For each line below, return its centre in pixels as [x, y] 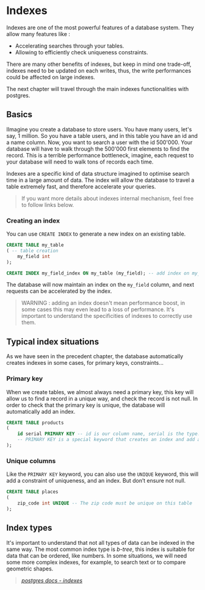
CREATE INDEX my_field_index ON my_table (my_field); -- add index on [98, 273]
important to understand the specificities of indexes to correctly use [107, 316]
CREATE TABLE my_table [35, 245]
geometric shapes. [30, 569]
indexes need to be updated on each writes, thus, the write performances [99, 70]
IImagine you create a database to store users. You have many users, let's [99, 129]
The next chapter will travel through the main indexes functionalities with [98, 88]
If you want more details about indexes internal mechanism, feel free [107, 198]
